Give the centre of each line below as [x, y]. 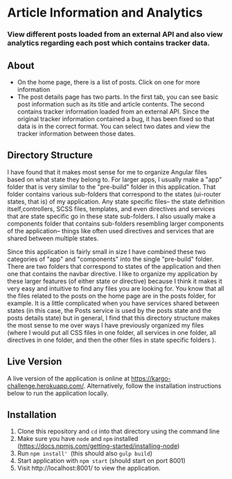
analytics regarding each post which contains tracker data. [108, 43]
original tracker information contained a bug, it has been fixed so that [116, 118]
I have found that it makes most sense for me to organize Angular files [107, 172]
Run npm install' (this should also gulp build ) [84, 453]
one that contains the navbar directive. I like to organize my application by [113, 273]
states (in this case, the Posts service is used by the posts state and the [109, 310]
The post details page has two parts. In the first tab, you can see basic [118, 97]
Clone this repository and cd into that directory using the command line [118, 431]
